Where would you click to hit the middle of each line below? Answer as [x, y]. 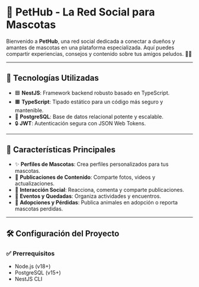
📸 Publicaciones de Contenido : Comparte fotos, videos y [85, 177]
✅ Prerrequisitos [31, 253]
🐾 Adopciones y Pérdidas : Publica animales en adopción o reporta [96, 202]
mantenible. [29, 110]
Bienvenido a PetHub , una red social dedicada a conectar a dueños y [91, 41]
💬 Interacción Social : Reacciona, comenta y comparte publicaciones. [99, 190]
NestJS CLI [28, 279]
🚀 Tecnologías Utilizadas [52, 78]
